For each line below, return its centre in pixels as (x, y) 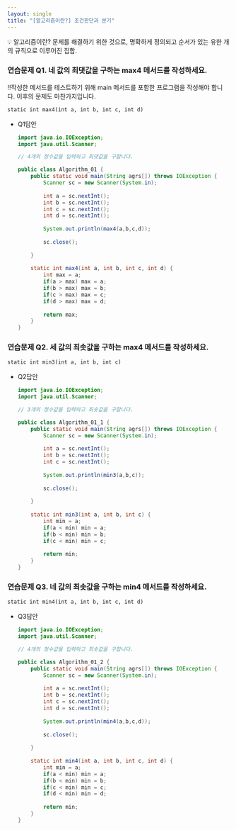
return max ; (61, 315)
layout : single (30, 14)
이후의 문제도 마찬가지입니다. (57, 96)
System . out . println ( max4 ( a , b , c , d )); (97, 229)
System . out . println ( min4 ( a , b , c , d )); (97, 721)
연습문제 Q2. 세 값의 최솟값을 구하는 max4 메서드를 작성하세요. (108, 347)
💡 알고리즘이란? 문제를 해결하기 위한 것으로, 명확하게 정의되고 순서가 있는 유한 (115, 41)
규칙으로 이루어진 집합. (46, 50)
